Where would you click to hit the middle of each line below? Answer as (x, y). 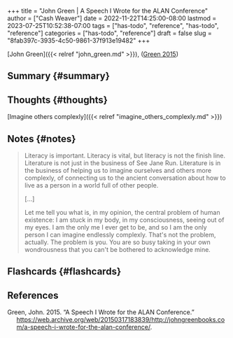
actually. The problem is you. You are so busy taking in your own (118, 242)
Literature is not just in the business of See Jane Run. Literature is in (122, 163)
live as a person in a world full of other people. (91, 185)
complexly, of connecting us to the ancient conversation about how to (125, 178)
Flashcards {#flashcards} (64, 272)
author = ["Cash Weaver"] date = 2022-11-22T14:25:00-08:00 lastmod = (112, 18)
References (33, 295)
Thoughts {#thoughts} (58, 100)
